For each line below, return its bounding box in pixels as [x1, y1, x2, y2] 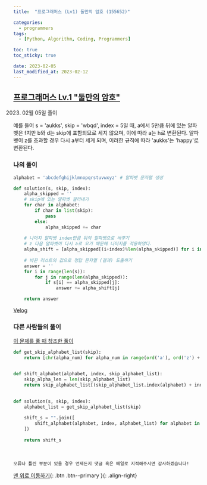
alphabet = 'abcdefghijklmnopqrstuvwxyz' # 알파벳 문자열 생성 [13, 174, 164, 181]
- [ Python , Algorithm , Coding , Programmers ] [18, 36, 131, 42]
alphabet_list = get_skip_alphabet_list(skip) [24, 404, 142, 410]
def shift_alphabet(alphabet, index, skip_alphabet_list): [13, 371, 163, 377]
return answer [24, 296, 59, 302]
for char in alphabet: [24, 202, 80, 208]
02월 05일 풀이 [21, 109, 58, 116]
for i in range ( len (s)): [24, 268, 86, 274]
